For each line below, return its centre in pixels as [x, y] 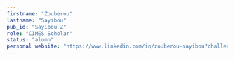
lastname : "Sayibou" [37, 20]
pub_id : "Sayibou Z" [37, 27]
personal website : [33, 46]
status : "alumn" [30, 40]
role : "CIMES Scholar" [40, 33]
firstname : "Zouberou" [40, 14]
